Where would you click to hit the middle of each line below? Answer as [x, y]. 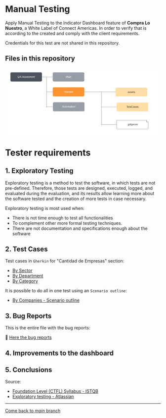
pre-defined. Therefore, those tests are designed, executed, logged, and [79, 188]
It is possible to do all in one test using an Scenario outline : [66, 291]
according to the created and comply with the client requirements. [72, 33]
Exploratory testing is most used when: [45, 208]
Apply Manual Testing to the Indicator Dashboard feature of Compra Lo [78, 23]
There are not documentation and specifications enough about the [80, 228]
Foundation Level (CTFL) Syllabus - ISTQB [55, 391]
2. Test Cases [26, 249]
